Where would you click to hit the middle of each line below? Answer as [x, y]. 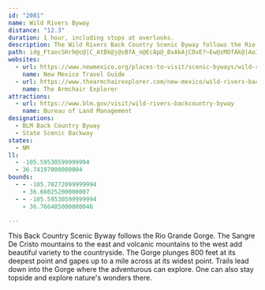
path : [17, 52]
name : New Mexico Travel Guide [74, 74]
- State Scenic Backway [54, 133]
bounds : [21, 177]
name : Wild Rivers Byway [49, 23]
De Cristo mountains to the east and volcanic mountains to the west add [125, 244]
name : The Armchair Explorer [70, 89]
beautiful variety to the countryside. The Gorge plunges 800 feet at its [122, 253]
